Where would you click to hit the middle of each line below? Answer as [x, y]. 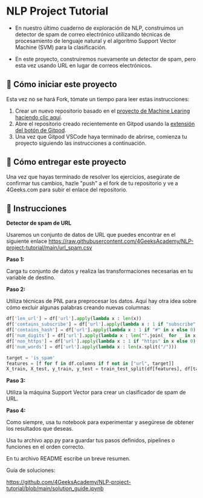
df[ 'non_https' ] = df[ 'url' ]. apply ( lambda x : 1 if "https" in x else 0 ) [101, 341]
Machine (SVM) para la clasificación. [61, 47]
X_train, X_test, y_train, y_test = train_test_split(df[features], [94, 369]
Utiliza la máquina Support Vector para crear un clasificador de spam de [96, 393]
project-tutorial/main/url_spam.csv [49, 248]
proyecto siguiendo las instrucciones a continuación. [81, 143]
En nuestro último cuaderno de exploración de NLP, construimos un [99, 28]
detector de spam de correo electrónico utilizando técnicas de [92, 34]
